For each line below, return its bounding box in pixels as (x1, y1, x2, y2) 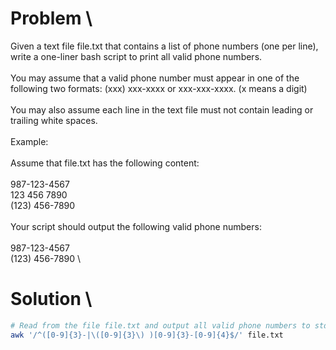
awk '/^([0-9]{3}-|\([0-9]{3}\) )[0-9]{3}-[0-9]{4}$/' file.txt (10, 330, 284, 340)
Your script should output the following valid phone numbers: (10, 220, 262, 232)
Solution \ (10, 288, 93, 311)
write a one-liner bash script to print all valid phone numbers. (10, 50, 263, 62)
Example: (10, 135, 49, 147)
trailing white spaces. (10, 114, 98, 126)
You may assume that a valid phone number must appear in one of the (10, 72, 300, 84)
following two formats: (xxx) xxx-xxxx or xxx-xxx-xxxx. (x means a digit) (10, 82, 308, 94)
